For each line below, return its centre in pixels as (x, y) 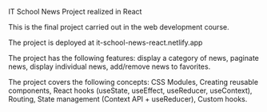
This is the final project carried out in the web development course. (119, 27)
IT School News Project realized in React (75, 12)
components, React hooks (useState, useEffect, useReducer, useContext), (130, 90)
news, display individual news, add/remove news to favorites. (110, 66)
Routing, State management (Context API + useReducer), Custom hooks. (128, 99)
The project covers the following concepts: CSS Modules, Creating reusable (133, 82)
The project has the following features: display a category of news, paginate (134, 58)
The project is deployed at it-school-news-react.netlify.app (106, 42)
